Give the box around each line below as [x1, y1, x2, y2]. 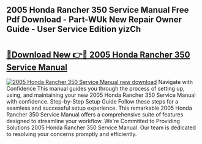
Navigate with [158, 78, 193, 85]
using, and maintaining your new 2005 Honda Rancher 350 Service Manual [6, 91, 196, 99]
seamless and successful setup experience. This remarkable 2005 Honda [6, 104, 193, 112]
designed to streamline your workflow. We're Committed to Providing [6, 118, 181, 124]
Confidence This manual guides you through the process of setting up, [6, 85, 185, 92]
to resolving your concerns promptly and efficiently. [6, 131, 137, 137]
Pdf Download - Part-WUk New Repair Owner [6, 15, 182, 25]
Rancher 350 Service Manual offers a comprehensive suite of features [6, 111, 184, 118]
